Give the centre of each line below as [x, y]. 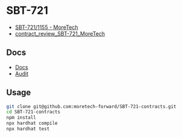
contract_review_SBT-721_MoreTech [60, 33]
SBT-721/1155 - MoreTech [46, 27]
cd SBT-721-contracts [33, 112]
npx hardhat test [28, 129]
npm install [21, 118]
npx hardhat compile [32, 123]
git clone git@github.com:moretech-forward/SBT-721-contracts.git [91, 106]
